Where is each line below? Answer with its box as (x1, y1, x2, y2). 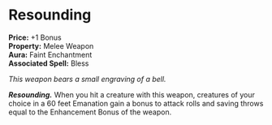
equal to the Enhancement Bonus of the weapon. (8, 107, 172, 117)
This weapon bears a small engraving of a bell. (8, 74, 166, 84)
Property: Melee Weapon (8, 41, 94, 50)
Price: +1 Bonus (8, 32, 63, 42)
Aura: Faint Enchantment (8, 50, 93, 59)
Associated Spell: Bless (8, 58, 89, 68)
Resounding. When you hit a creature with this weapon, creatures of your (8, 89, 256, 99)
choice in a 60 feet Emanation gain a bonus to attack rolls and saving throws (8, 98, 264, 108)
